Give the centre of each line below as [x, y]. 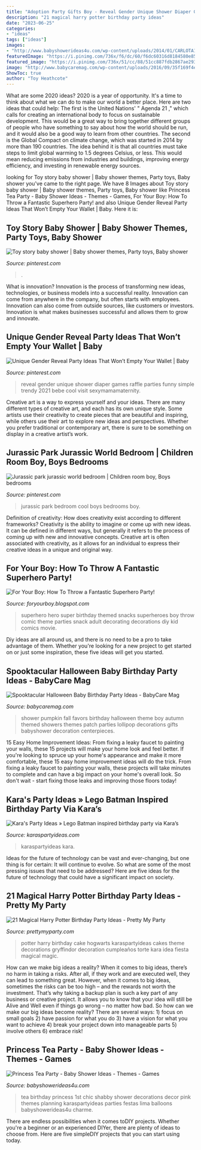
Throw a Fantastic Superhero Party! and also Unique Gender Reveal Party [97, 203]
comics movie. [39, 628]
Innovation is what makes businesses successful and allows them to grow [97, 311]
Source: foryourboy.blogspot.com [48, 604]
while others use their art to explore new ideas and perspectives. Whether [98, 421]
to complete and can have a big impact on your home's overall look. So [94, 774]
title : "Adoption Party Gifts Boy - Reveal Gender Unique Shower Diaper [99, 12]
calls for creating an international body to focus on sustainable [83, 115]
